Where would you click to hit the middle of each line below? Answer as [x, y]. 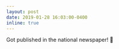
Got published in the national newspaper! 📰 [60, 40]
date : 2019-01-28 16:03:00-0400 [47, 17]
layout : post [23, 12]
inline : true [23, 23]
